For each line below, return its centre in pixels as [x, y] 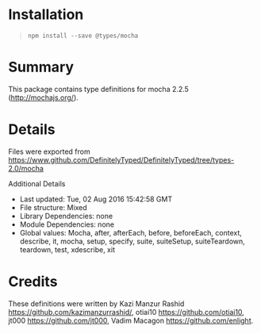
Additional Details [37, 183]
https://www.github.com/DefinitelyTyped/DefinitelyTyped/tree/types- [121, 159]
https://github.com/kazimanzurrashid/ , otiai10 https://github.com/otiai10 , [126, 312]
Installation [46, 15]
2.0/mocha [26, 168]
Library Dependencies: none [66, 216]
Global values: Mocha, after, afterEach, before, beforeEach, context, [130, 232]
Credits [33, 281]
